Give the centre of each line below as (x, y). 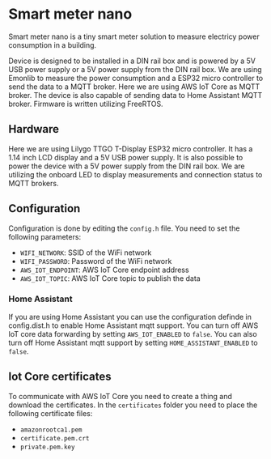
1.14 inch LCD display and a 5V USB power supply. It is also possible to (126, 157)
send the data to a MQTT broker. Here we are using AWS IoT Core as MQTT (134, 87)
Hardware (34, 129)
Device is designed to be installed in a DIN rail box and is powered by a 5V (132, 61)
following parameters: (45, 236)
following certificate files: (51, 413)
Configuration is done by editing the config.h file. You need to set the (124, 228)
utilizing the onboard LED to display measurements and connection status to (135, 174)
